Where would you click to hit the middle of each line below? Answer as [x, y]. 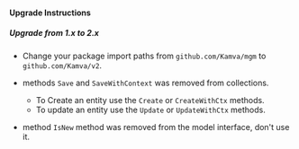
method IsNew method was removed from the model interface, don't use [156, 127]
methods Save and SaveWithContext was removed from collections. [145, 83]
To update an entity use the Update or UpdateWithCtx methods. [150, 110]
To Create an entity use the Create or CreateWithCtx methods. [150, 100]
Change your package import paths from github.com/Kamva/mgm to [144, 56]
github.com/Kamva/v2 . [62, 65]
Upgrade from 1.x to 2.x [54, 33]
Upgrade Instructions [50, 13]
